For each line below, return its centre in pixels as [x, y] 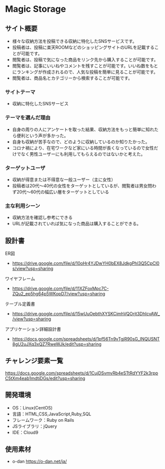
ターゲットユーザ [25, 168]
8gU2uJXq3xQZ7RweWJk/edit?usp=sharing [57, 344]
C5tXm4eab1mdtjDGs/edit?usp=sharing [45, 378]
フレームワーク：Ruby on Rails [43, 420]
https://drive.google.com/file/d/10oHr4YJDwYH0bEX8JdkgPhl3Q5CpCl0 [86, 263]
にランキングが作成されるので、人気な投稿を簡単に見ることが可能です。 [85, 72]
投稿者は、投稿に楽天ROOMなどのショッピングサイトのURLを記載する [83, 47]
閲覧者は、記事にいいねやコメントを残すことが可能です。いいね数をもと [85, 66]
